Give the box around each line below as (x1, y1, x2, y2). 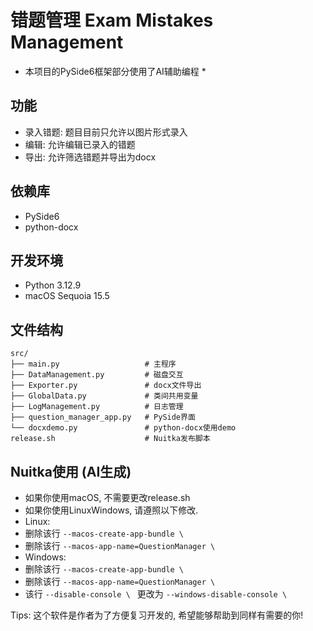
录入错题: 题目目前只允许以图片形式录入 (24, 126, 188, 138)
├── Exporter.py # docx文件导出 (10, 381, 202, 391)
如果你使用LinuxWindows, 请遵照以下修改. (24, 504, 199, 516)
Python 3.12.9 (24, 279, 82, 291)
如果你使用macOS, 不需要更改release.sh (24, 492, 191, 503)
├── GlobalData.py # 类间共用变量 (10, 391, 199, 401)
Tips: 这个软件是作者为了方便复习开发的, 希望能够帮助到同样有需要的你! (10, 609, 304, 621)
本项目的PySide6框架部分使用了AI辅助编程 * (24, 65, 207, 77)
